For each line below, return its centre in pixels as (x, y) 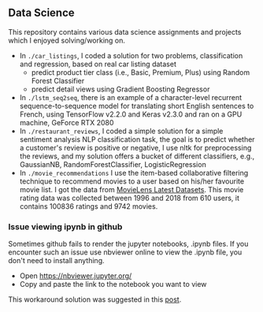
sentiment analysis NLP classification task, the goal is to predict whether (137, 139)
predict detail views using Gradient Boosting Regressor (120, 89)
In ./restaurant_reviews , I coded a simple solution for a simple (121, 131)
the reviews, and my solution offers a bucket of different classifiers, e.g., (137, 156)
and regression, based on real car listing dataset (98, 64)
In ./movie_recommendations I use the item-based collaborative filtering (134, 173)
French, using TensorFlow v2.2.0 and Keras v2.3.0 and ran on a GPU (131, 114)
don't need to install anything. (56, 261)
